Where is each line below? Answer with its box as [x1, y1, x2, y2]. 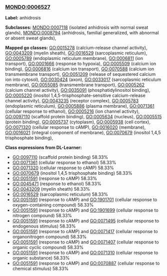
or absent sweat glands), [5, 35, 56, 41]
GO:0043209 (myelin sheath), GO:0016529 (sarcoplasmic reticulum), [5, 50, 147, 56]
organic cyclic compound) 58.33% [12, 245, 84, 251]
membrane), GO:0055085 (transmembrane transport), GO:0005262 [5, 82, 145, 88]
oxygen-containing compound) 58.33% [12, 202, 94, 208]
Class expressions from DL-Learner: [5, 145, 82, 151]
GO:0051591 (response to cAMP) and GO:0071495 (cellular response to [12, 218, 159, 224]
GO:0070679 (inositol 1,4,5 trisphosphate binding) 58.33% [12, 170, 132, 176]
